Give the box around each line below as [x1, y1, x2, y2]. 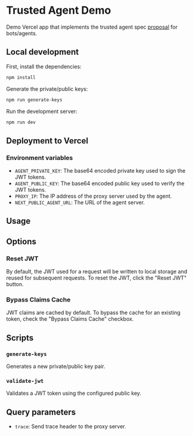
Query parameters [6, 407, 76, 417]
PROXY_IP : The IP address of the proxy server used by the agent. [14, 192, 172, 200]
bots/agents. [6, 29, 38, 36]
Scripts [6, 333, 34, 343]
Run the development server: [6, 108, 77, 115]
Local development [6, 47, 79, 57]
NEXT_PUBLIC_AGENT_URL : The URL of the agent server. [14, 199, 145, 206]
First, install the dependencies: [6, 63, 82, 70]
